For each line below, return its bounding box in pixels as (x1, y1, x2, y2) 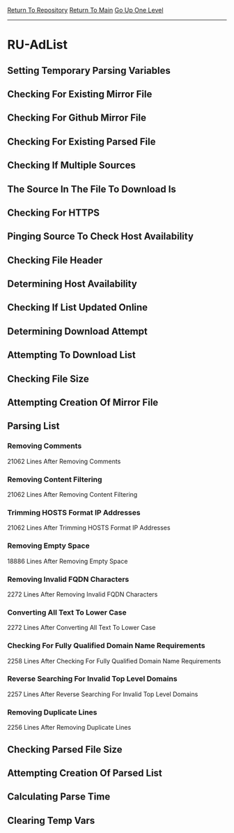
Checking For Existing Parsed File (7, 135, 156, 147)
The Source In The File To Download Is (7, 183, 176, 195)
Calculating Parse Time (7, 791, 111, 803)
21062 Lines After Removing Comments (7, 457, 121, 465)
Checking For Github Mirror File (7, 112, 146, 124)
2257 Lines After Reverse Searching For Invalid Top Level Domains (7, 690, 198, 698)
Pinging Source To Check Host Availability (7, 230, 194, 243)
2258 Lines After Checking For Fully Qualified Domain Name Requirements (7, 656, 221, 665)
